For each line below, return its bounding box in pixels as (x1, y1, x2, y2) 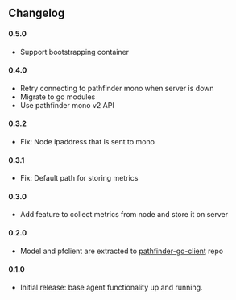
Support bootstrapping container (19, 47, 130, 56)
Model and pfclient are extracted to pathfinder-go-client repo (19, 246, 224, 256)
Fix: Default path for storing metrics (19, 173, 139, 183)
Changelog (8, 6, 65, 20)
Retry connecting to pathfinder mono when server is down (19, 83, 215, 93)
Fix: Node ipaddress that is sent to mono (19, 137, 155, 146)
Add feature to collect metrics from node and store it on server (19, 210, 228, 219)
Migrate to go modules (19, 92, 96, 102)
